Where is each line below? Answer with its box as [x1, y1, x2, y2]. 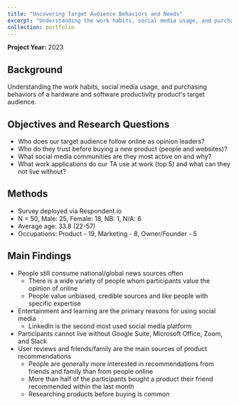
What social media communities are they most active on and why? [17, 152, 212, 161]
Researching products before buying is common [28, 389, 170, 398]
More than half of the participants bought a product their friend [28, 374, 213, 383]
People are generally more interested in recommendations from [28, 360, 215, 368]
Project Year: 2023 [7, 43, 64, 52]
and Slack [17, 337, 48, 345]
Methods [7, 188, 48, 200]
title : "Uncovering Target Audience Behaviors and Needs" [7, 10, 183, 18]
